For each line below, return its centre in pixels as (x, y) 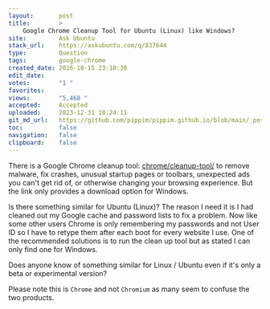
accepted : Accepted (48, 105)
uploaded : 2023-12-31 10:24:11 (68, 113)
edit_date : (27, 75)
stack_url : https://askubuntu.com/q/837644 (88, 46)
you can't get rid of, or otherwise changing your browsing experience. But (131, 182)
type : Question (48, 53)
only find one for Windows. (53, 249)
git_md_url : (28, 120)
